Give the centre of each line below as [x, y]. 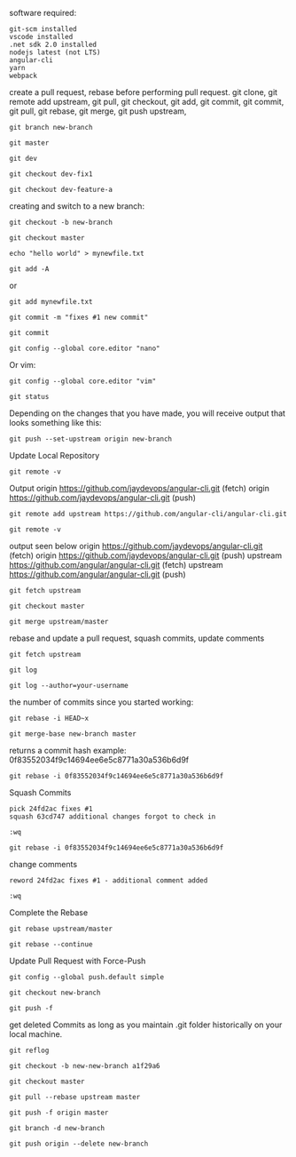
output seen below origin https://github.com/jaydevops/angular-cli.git [136, 546]
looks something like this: [55, 423]
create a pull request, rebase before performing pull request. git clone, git [143, 92]
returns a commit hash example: [68, 750]
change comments [43, 864]
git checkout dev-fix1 [51, 174]
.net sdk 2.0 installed [53, 44]
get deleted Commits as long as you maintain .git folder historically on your [146, 1025]
